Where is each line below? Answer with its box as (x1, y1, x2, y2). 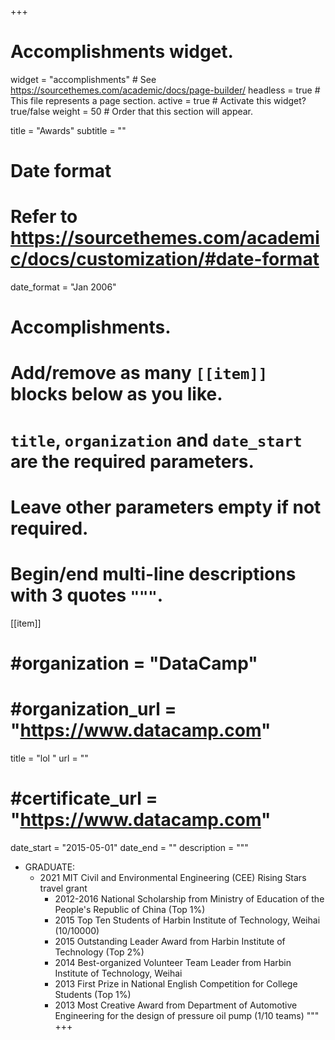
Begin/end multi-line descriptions (10, 563, 297, 585)
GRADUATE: (24, 861, 76, 873)
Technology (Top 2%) (54, 946, 145, 958)
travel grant (39, 882, 88, 894)
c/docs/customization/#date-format (10, 248, 320, 271)
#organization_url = (10, 698, 177, 721)
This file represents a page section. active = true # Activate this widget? (10, 94, 307, 106)
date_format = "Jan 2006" (10, 281, 117, 293)
